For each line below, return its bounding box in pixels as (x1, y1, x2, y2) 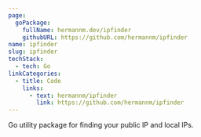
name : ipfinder (8, 41, 58, 49)
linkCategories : (8, 70, 61, 78)
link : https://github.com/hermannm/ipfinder (36, 99, 185, 106)
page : (8, 11, 26, 20)
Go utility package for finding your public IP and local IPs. (8, 121, 194, 130)
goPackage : (15, 19, 51, 27)
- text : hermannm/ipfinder (28, 92, 118, 99)
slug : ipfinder (8, 48, 58, 56)
